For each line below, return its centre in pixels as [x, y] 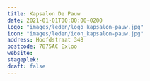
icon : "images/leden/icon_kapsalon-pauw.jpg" [75, 33]
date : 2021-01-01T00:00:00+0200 [55, 20]
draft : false [27, 66]
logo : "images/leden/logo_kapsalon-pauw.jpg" [75, 27]
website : [20, 54]
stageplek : [23, 60]
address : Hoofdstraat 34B [45, 40]
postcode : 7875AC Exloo [42, 46]
